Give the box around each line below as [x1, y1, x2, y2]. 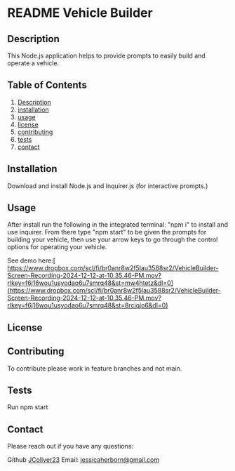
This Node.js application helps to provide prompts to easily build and [7, 51, 206, 60]
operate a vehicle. [7, 59, 60, 67]
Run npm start [7, 403, 48, 411]
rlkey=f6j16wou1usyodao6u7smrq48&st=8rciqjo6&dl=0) [7, 301, 168, 310]
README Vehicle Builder [7, 5, 153, 21]
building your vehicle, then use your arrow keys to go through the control [7, 235, 218, 244]
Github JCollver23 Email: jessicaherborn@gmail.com [7, 456, 160, 464]
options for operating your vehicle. [7, 243, 107, 251]
